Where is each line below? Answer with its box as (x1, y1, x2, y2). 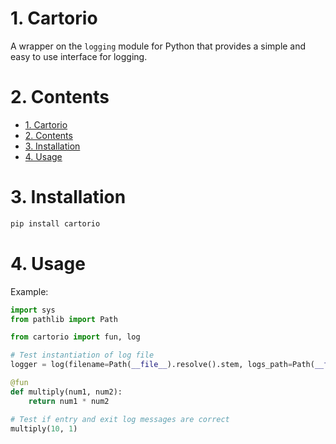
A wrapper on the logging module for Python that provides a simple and (10, 40, 307, 52)
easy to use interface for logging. (10, 50, 148, 62)
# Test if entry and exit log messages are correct (10, 414, 230, 424)
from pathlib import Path (10, 314, 118, 324)
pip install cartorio (10, 218, 101, 229)
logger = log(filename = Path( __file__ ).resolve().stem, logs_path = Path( (10, 360, 315, 370)
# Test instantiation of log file (10, 350, 155, 361)
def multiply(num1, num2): (10, 387, 123, 397)
